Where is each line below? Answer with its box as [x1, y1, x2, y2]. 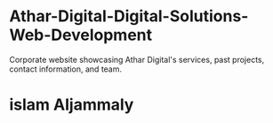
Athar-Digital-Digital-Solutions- [9, 6, 249, 27]
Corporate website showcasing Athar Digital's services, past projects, [9, 54, 265, 65]
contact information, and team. [9, 64, 123, 74]
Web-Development [9, 25, 153, 45]
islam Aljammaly [9, 95, 134, 115]
